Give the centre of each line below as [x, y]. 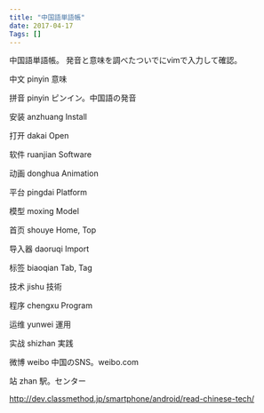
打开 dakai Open [39, 136]
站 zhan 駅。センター [48, 381]
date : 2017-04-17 [41, 26]
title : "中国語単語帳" [47, 17]
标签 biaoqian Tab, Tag [51, 268]
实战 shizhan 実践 [41, 344]
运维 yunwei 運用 [40, 324]
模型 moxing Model [44, 211]
